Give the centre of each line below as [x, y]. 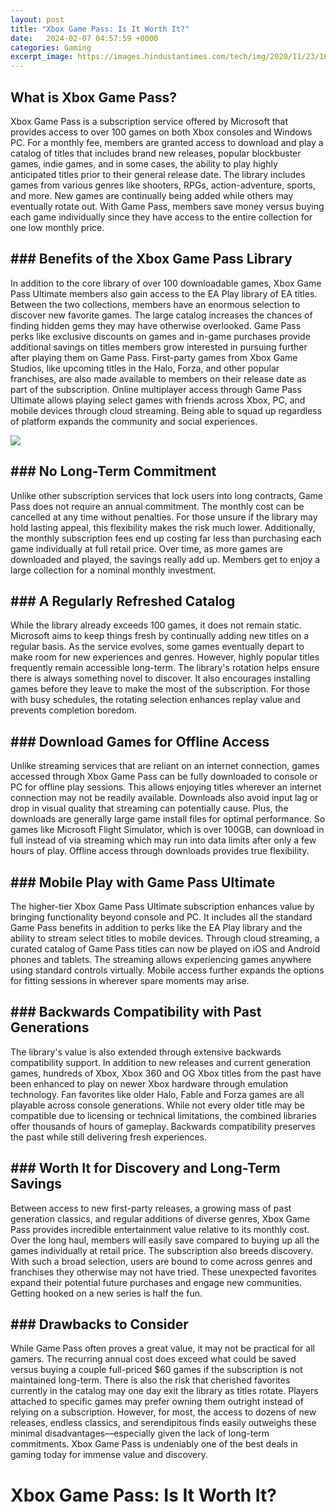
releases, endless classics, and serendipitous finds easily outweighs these [163, 1423]
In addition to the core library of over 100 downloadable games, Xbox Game [166, 283]
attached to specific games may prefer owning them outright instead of [157, 1402]
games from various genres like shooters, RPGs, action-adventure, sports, [163, 185]
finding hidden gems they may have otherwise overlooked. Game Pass [156, 325]
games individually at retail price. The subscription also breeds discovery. [162, 1250]
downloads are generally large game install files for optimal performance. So [168, 819]
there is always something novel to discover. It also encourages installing [160, 678]
